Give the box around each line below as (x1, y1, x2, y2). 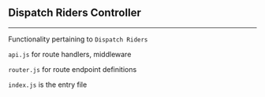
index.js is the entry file (8, 80, 88, 89)
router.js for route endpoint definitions (8, 64, 137, 74)
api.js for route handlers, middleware (8, 49, 132, 59)
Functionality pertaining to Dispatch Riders (8, 34, 148, 44)
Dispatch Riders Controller (8, 6, 142, 20)
